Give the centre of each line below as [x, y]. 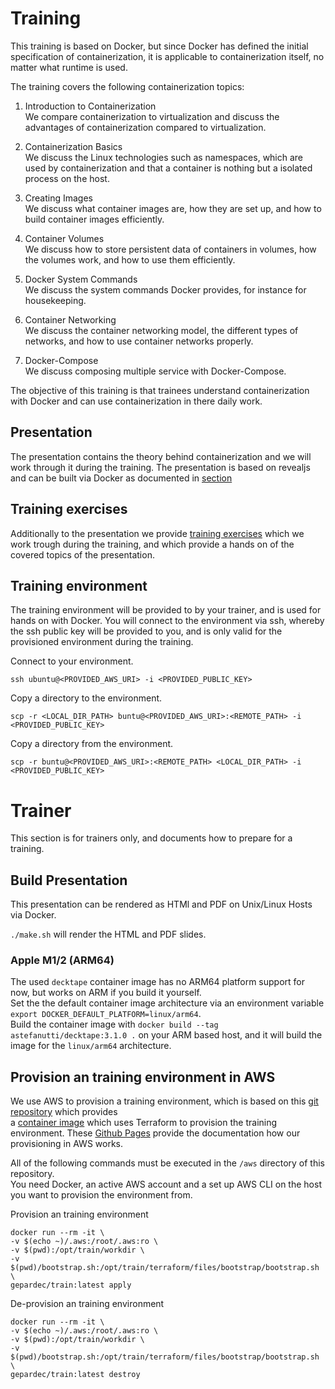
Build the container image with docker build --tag [114, 1024]
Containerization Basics [73, 146]
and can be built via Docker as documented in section [121, 478]
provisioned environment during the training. [102, 642]
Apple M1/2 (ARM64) [62, 960]
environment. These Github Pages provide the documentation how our [155, 1133]
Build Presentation [69, 880]
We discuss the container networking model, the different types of [161, 330]
